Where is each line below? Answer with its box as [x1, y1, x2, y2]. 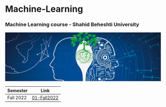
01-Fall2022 [32, 95, 59, 101]
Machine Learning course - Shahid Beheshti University [5, 21, 139, 28]
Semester [7, 87, 28, 93]
